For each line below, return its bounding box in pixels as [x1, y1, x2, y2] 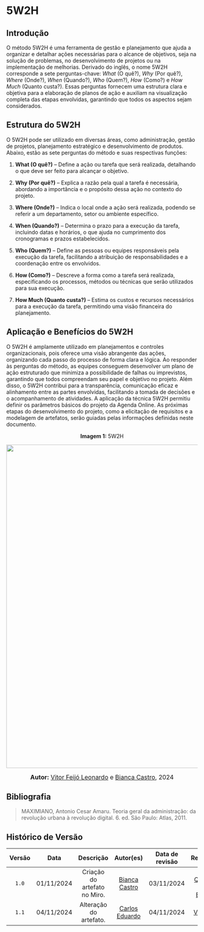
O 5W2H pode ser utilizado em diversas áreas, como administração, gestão [6, 136, 195, 143]
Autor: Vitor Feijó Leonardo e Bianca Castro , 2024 [30, 773, 174, 781]
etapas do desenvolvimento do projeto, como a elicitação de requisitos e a [6, 407, 193, 415]
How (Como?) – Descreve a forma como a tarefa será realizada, [15, 272, 175, 279]
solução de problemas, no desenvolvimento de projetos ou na [6, 57, 161, 64]
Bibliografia [6, 792, 52, 802]
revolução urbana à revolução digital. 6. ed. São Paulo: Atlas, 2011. [21, 814, 187, 822]
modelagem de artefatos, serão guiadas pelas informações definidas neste [6, 414, 194, 421]
